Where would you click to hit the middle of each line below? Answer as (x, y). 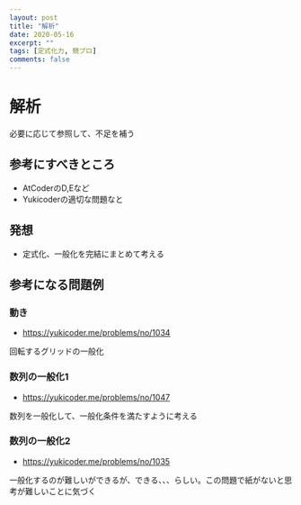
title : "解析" (35, 26)
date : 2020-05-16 (42, 34)
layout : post (34, 18)
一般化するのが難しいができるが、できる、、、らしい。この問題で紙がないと (147, 480)
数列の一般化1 (39, 377)
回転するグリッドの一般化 (57, 351)
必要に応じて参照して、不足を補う (72, 133)
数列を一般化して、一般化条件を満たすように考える (103, 416)
